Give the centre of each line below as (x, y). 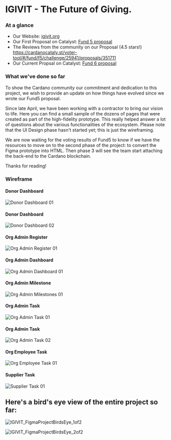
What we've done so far (35, 76)
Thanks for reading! (26, 166)
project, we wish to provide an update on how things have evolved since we (85, 93)
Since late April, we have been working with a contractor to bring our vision (84, 108)
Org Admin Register (26, 237)
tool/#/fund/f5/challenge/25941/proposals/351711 (64, 58)
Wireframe (19, 179)
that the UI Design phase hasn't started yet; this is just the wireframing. (80, 130)
